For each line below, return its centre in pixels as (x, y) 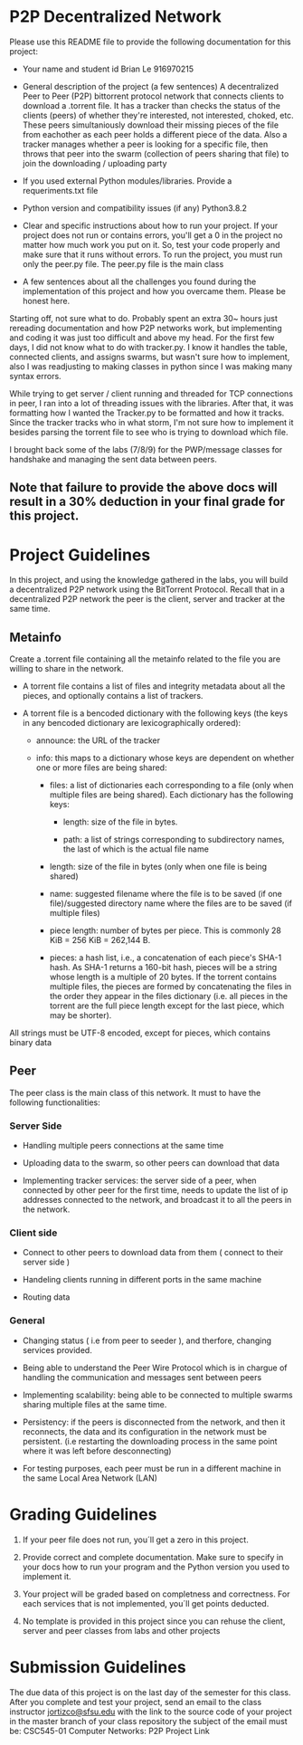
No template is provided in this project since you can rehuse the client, (154, 1621)
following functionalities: (55, 1102)
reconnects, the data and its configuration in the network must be (145, 1431)
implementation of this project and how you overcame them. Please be (154, 291)
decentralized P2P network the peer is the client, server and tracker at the (147, 599)
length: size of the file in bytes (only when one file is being (158, 867)
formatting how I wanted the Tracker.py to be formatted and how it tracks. (147, 413)
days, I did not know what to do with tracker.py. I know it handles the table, (148, 347)
